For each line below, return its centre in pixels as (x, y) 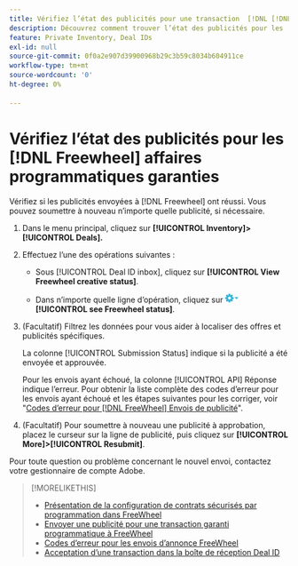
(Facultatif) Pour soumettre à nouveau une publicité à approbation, (144, 425)
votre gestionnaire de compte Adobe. (77, 470)
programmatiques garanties (114, 176)
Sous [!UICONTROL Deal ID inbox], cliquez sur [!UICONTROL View (157, 272)
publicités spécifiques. (63, 335)
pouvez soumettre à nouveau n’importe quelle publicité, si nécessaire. (137, 211)
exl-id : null (33, 47)
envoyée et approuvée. (64, 362)
